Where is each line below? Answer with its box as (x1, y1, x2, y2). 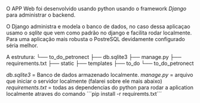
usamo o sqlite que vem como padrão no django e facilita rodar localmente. (6, 29, 192, 36)
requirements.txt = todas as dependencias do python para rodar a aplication (6, 84, 194, 91)
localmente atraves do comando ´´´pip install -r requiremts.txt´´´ (6, 90, 162, 97)
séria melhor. (6, 42, 39, 49)
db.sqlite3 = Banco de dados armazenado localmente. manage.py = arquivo (6, 71, 193, 78)
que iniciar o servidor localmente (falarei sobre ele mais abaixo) (6, 77, 162, 85)
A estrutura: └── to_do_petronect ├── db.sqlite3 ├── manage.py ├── (6, 54, 182, 60)
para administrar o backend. (6, 11, 76, 18)
